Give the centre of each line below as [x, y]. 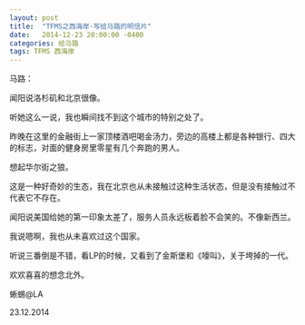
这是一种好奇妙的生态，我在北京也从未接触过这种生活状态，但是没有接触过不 [152, 186]
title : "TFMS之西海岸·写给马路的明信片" [81, 26]
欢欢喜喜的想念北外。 [49, 275]
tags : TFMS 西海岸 [42, 52]
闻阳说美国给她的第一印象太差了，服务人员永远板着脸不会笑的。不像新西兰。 [152, 217]
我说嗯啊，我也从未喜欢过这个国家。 [77, 236]
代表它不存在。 [37, 198]
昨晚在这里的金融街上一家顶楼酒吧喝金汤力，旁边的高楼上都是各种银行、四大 [152, 136]
